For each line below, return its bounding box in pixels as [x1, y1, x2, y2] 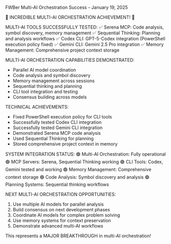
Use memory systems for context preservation [12, 217, 111, 224]
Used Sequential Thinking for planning [12, 135, 94, 141]
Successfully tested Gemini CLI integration [12, 125, 103, 131]
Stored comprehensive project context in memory [12, 141, 118, 147]
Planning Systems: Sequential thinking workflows [5, 181, 109, 187]
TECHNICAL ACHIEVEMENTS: [5, 104, 69, 110]
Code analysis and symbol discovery [12, 72, 91, 78]
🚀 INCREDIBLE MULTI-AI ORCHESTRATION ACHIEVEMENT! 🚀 [5, 14, 135, 20]
